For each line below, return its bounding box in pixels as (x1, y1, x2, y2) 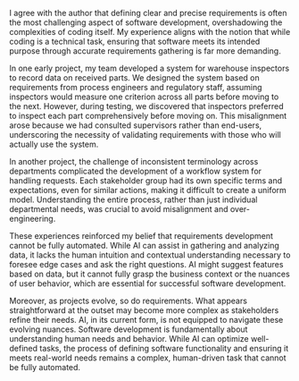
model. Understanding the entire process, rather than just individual (9, 194, 258, 205)
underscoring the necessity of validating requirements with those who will (9, 130, 281, 140)
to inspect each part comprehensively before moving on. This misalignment (9, 111, 287, 121)
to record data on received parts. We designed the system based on (9, 72, 261, 83)
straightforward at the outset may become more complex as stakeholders (9, 305, 279, 316)
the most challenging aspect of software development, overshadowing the (9, 17, 283, 28)
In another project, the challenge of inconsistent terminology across (9, 157, 259, 166)
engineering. (9, 214, 56, 224)
